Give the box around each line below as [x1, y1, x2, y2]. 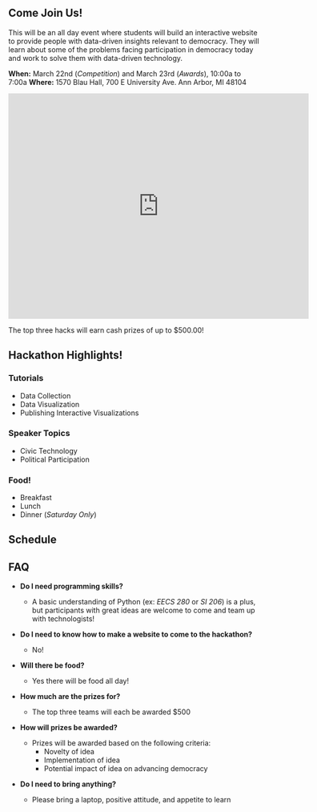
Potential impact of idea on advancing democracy [43, 764, 208, 774]
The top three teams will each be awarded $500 [31, 707, 191, 717]
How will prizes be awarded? [19, 723, 118, 733]
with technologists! [31, 614, 94, 624]
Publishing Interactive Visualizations [19, 408, 139, 418]
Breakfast [19, 493, 52, 503]
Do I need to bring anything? [19, 779, 117, 789]
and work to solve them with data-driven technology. [8, 53, 183, 63]
